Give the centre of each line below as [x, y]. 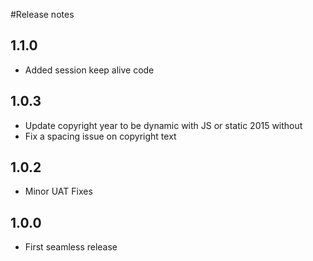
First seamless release [71, 247]
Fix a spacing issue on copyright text [100, 136]
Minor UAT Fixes [58, 191]
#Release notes [42, 14]
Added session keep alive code [89, 70]
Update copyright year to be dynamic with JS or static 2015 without [163, 125]
